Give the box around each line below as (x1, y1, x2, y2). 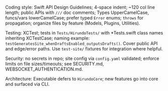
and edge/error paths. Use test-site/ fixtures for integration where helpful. (5, 46, 163, 51)
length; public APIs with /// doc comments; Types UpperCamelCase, (5, 9, 149, 15)
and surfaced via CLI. (5, 81, 50, 87)
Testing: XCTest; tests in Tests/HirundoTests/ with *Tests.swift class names (5, 30, 163, 35)
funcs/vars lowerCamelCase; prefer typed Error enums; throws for (5, 15, 144, 20)
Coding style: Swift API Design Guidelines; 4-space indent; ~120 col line (5, 4, 155, 10)
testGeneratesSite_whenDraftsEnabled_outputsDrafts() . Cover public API (5, 40, 158, 46)
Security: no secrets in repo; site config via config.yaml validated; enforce (5, 55, 159, 61)
